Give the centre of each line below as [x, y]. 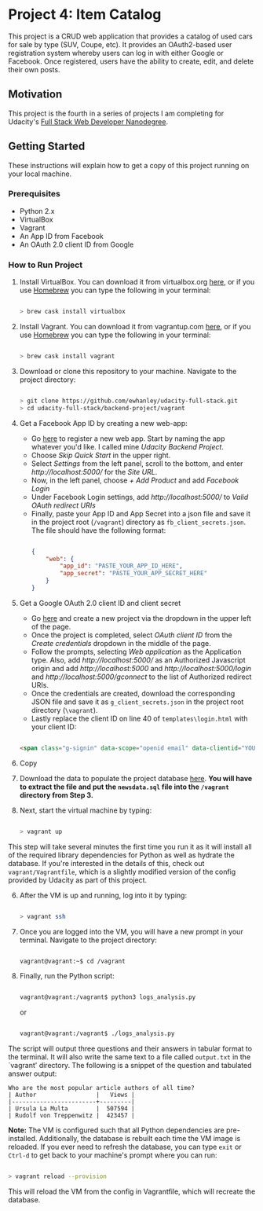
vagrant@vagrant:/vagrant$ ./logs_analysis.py [97, 1034]
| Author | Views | [71, 1095]
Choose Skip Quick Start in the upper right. [101, 455]
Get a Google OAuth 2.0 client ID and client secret [100, 603]
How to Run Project [46, 265]
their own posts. [34, 69]
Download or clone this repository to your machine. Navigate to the [128, 371]
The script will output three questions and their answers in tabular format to [130, 1049]
